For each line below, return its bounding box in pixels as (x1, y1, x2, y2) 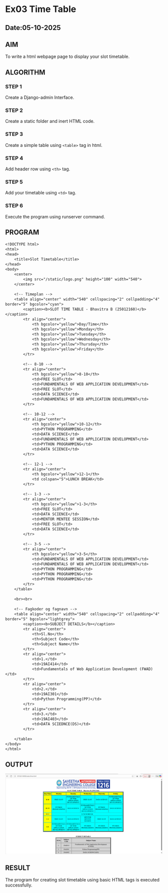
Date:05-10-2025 (5, 23, 61, 32)
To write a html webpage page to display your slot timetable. (5, 53, 130, 59)
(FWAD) (139, 667, 153, 672)
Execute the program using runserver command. (5, 213, 105, 219)
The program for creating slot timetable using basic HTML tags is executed (5, 877, 160, 883)
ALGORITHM (5, 68, 45, 76)
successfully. (5, 882, 32, 888)
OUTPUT (5, 760, 33, 769)
